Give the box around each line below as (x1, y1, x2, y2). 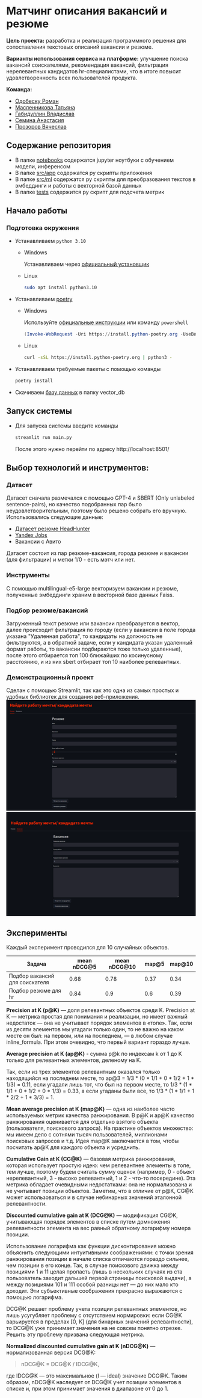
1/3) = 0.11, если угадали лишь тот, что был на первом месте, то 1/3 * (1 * (6, 1081, 192, 1088)
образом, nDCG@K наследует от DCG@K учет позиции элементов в (6, 1379, 182, 1386)
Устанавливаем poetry (14, 296, 73, 303)
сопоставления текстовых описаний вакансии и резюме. (6, 43, 153, 51)
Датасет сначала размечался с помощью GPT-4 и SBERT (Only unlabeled (6, 494, 195, 501)
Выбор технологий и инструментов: (6, 463, 149, 473)
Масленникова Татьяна (14, 103, 75, 111)
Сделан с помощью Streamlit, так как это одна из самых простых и (6, 687, 179, 694)
